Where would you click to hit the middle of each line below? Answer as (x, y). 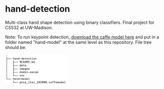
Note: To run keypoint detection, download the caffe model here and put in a (82, 37)
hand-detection (37, 9)
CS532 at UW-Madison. (29, 27)
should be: (16, 47)
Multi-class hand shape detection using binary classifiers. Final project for (80, 22)
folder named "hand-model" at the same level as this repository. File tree (78, 42)
